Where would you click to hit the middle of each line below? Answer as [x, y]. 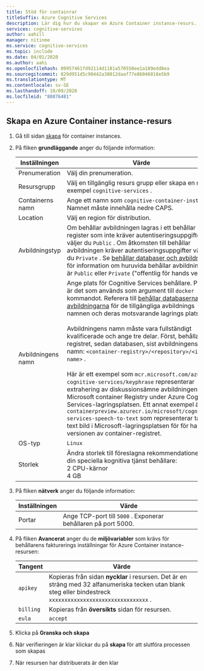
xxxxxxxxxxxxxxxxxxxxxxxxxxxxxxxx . [100, 599]
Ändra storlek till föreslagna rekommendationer [134, 453]
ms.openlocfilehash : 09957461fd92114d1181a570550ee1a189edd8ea [88, 68]
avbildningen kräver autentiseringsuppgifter [129, 250]
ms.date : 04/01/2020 [32, 57]
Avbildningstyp [39, 250]
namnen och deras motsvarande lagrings [125, 313]
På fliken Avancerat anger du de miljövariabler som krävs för [92, 539]
